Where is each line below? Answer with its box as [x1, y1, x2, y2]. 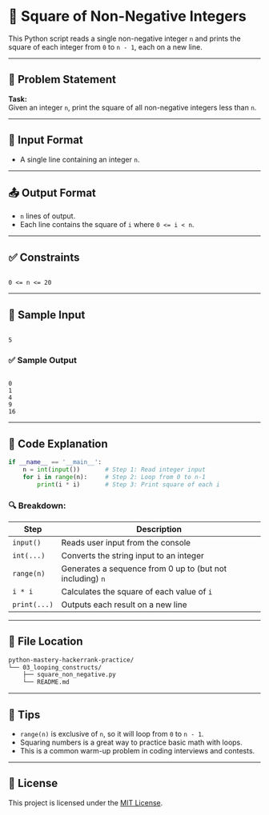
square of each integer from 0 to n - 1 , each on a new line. [8, 42, 203, 51]
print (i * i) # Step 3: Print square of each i [37, 480, 220, 489]
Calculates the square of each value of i [61, 585, 213, 597]
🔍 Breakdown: [8, 500, 66, 511]
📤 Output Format [8, 186, 96, 199]
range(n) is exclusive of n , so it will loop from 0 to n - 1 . [19, 729, 204, 739]
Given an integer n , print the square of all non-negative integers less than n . [8, 102, 257, 112]
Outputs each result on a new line [61, 599, 187, 610]
